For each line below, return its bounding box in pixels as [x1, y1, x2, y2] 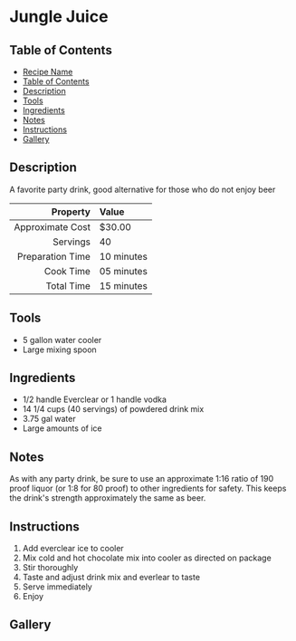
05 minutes [99, 264, 148, 277]
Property [51, 206, 91, 218]
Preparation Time [16, 250, 91, 263]
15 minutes [99, 279, 148, 292]
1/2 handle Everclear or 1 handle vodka [22, 394, 167, 405]
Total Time [45, 279, 91, 292]
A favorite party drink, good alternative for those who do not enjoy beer [9, 184, 276, 195]
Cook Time [43, 264, 91, 277]
